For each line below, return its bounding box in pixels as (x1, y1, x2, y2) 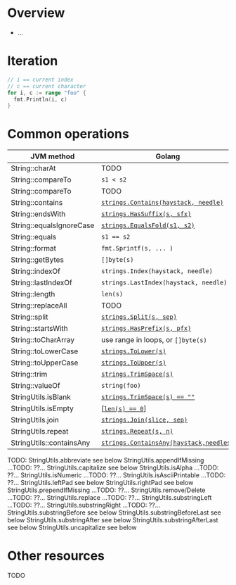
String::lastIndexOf (11, 278, 72, 288)
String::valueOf (11, 381, 61, 391)
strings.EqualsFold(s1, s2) (101, 222, 195, 229)
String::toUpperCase (11, 358, 79, 367)
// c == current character (7, 82, 86, 89)
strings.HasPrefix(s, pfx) (101, 325, 192, 332)
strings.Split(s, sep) (101, 313, 177, 321)
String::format (11, 244, 56, 253)
